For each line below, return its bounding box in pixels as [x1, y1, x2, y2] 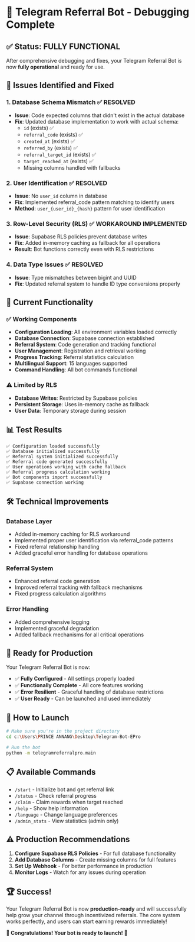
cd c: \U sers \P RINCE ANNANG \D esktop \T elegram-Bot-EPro [6, 734, 141, 740]
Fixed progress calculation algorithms [14, 590, 106, 597]
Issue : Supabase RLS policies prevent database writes [14, 233, 147, 240]
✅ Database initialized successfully [6, 449, 100, 455]
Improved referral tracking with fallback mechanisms [14, 584, 143, 591]
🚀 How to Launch [6, 713, 70, 723]
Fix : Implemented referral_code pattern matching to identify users [14, 198, 175, 206]
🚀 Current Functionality [6, 297, 94, 307]
